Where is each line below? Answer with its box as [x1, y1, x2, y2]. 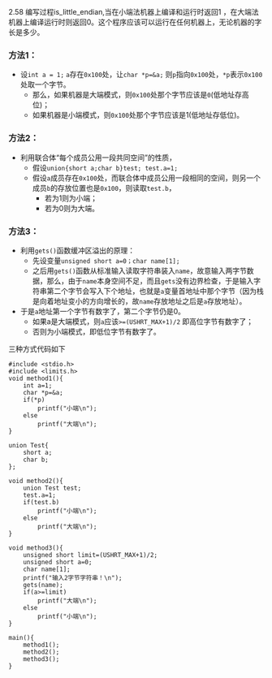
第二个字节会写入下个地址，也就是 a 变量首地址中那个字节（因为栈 [46, 286, 264, 296]
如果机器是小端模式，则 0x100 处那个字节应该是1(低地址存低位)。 [32, 110, 244, 120]
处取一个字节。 [19, 80, 71, 89]
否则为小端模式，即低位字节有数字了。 [32, 326, 161, 336]
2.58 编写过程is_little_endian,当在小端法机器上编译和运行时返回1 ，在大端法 [8, 7, 259, 16]
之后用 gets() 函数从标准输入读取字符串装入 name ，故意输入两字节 [32, 266, 248, 275]
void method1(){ [8, 374, 63, 382]
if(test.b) [23, 498, 60, 506]
